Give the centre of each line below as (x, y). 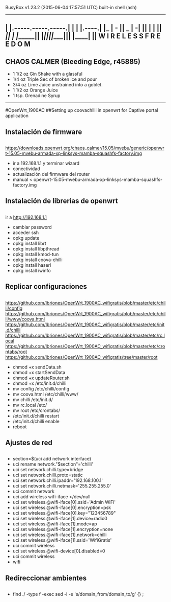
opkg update (26, 238)
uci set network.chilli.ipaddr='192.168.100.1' (58, 480)
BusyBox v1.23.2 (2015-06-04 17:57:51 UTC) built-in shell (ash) (71, 7)
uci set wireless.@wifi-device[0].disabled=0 (59, 551)
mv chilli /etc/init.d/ (33, 399)
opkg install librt (30, 243)
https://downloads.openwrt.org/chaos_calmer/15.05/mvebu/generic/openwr (85, 148)
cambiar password (32, 227)
